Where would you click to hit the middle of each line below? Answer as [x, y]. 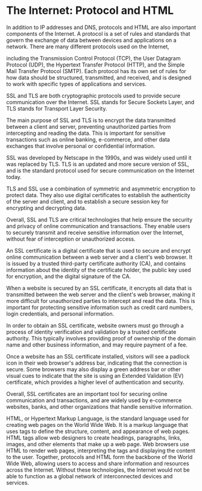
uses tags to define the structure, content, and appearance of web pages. [98, 431]
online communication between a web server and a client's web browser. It [99, 257]
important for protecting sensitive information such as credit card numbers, [99, 307]
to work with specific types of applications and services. [76, 84]
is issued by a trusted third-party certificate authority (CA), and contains [96, 263]
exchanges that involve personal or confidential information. [81, 146]
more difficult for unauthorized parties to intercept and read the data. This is [101, 301]
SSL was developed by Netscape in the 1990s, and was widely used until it [99, 157]
